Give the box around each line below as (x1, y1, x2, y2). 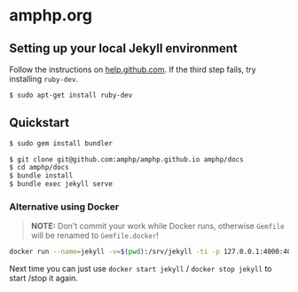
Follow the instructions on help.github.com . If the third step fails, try (9, 64, 256, 75)
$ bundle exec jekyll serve (9, 179, 114, 189)
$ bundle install (9, 171, 74, 180)
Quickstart (9, 115, 70, 130)
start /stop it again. (9, 272, 78, 284)
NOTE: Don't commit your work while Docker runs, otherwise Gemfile (30, 221, 286, 232)
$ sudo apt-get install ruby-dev (9, 91, 133, 99)
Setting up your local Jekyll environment (9, 41, 238, 56)
